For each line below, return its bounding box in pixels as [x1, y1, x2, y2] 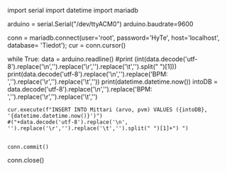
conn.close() [7, 156, 45, 164]
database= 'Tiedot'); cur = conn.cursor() [7, 41, 126, 49]
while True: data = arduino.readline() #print [7, 55, 133, 63]
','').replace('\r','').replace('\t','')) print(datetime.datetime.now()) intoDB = [7, 77, 218, 86]
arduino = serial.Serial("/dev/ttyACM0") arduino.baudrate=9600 [7, 20, 194, 28]
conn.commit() [7, 143, 50, 150]
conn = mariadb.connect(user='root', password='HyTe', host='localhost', [7, 33, 220, 42]
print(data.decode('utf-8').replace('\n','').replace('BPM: [7, 70, 168, 78]
